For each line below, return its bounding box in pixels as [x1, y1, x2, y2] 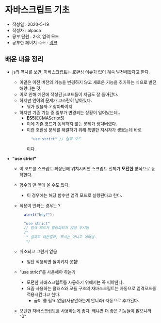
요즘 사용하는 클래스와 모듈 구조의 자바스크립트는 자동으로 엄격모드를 [26, 285, 157, 291]
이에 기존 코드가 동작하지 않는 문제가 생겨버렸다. [26, 121, 117, 127]
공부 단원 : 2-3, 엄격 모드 [12, 33, 59, 39]
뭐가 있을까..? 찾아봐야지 [26, 103, 73, 109]
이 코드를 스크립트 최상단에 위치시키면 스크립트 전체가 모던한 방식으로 [19, 165, 150, 171]
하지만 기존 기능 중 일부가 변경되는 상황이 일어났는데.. [19, 110, 120, 115]
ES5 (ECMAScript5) [26, 115, 65, 121]
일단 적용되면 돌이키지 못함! [26, 258, 79, 264]
